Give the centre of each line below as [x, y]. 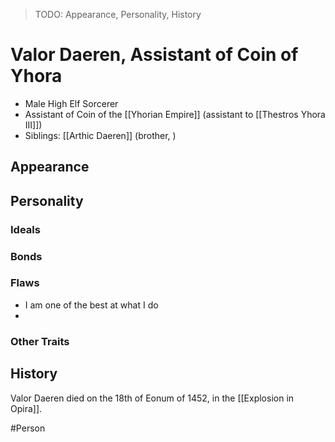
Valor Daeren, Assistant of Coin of [154, 55]
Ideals [25, 229]
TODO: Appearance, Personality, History [118, 14]
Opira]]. [26, 408]
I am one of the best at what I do [91, 305]
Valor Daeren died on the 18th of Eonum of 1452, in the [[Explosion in [152, 398]
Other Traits [40, 341]
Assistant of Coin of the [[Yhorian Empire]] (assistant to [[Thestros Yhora [175, 114]
